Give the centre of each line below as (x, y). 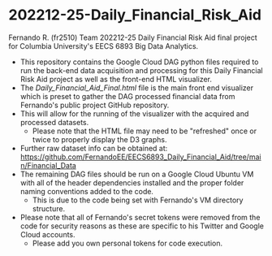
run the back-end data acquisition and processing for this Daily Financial (141, 70)
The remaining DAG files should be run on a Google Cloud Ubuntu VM (137, 174)
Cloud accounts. (47, 234)
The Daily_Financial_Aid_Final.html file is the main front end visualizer (137, 88)
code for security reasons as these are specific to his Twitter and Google (142, 226)
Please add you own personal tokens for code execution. (127, 243)
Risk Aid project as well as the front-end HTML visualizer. (116, 79)
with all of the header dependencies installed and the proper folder (132, 182)
